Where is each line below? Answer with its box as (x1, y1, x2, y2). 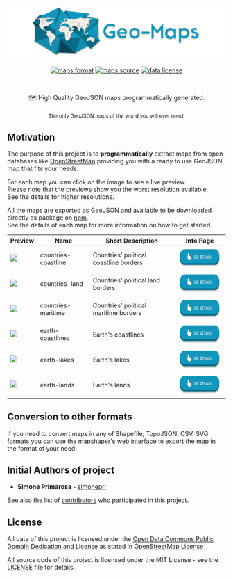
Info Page (185, 236, 214, 245)
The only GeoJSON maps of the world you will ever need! (48, 112, 185, 120)
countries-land (40, 280, 83, 288)
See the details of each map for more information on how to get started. (7, 221, 213, 230)
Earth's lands (92, 381, 130, 390)
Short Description (105, 236, 158, 245)
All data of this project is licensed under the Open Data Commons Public (7, 535, 214, 543)
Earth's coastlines (92, 330, 144, 339)
